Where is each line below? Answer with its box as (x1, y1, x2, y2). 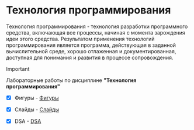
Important (6, 65, 30, 72)
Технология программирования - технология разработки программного (6, 23, 188, 30)
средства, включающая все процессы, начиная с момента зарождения (6, 29, 186, 36)
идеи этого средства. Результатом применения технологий (6, 35, 155, 42)
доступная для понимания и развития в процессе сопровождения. (6, 54, 174, 61)
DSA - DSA (14, 118, 41, 125)
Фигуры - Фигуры (14, 94, 59, 101)
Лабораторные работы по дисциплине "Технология (6, 77, 137, 84)
